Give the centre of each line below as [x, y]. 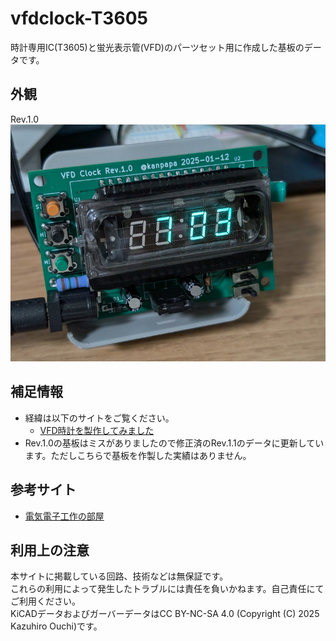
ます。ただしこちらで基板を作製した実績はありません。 [138, 455]
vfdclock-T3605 [79, 18]
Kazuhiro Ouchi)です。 [56, 626]
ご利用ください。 [45, 601]
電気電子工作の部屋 [64, 516]
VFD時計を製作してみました [97, 430]
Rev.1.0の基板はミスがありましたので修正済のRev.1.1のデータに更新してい [174, 443]
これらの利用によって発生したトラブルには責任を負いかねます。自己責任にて [167, 589]
